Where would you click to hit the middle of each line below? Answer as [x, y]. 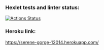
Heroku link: [21, 31]
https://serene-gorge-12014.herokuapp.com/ [52, 42]
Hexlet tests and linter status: [42, 7]
